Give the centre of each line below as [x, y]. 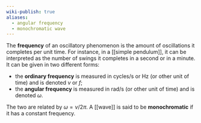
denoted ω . [29, 95]
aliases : [17, 17]
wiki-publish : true [31, 12]
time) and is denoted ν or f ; [49, 83]
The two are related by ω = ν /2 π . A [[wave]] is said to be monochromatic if [100, 107]
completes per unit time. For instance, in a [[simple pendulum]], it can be [96, 52]
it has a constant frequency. [41, 113]
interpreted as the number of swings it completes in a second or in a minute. [101, 58]
